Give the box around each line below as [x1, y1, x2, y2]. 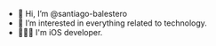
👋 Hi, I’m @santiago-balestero [17, 9, 127, 19]
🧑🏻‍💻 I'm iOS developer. [17, 27, 103, 37]
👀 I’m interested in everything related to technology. [17, 18, 207, 28]
